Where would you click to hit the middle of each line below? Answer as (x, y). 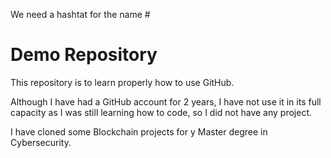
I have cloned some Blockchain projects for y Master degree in (139, 131)
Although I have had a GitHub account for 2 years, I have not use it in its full (166, 101)
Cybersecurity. (41, 142)
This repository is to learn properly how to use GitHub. (122, 82)
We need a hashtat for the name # (80, 14)
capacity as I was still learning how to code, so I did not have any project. (161, 112)
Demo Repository (84, 55)
